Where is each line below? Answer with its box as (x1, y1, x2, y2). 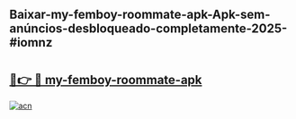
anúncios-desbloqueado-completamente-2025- (9, 21, 288, 37)
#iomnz (9, 35, 53, 50)
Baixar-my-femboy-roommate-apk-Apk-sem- (9, 7, 271, 22)
